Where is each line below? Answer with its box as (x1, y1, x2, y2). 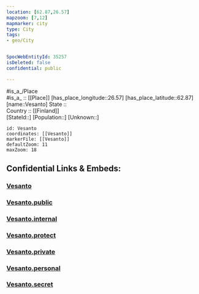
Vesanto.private (6, 247, 56, 256)
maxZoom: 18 (6, 146, 37, 153)
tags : (6, 32, 20, 38)
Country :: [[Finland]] (6, 107, 59, 114)
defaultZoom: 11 (6, 141, 48, 148)
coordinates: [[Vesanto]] (6, 130, 72, 137)
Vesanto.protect (6, 231, 56, 239)
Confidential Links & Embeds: (6, 164, 121, 174)
